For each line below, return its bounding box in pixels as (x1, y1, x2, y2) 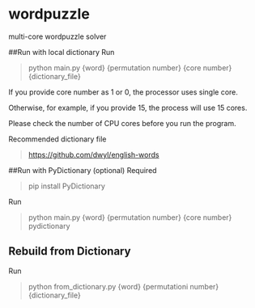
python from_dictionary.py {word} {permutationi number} (28, 281, 219, 291)
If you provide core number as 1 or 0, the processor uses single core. (8, 86, 239, 97)
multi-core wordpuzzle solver (8, 32, 107, 41)
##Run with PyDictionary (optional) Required (8, 165, 157, 175)
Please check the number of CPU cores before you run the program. (8, 118, 236, 128)
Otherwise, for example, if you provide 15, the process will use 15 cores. (8, 103, 248, 112)
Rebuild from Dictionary (8, 244, 131, 259)
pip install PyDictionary (28, 181, 105, 191)
